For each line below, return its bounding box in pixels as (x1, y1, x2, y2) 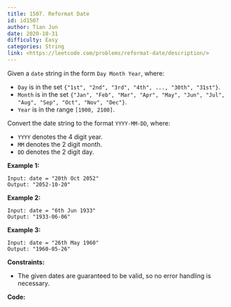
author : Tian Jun (7, 23, 58, 30)
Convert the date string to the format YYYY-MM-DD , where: (7, 119, 170, 127)
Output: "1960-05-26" (7, 245, 71, 253)
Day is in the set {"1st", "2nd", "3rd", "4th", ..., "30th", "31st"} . (17, 83, 220, 91)
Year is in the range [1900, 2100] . (17, 105, 115, 114)
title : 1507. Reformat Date (7, 10, 90, 18)
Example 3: (7, 225, 41, 234)
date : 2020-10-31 (7, 30, 58, 37)
